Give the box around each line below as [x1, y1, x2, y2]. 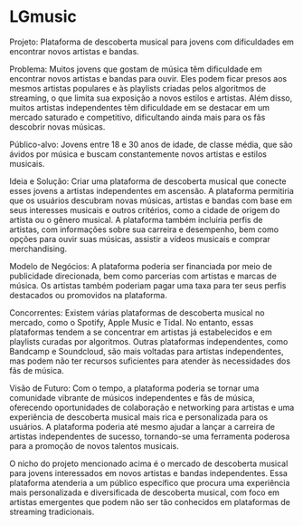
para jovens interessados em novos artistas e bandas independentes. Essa [9, 467, 288, 478]
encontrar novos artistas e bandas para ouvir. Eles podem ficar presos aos [9, 73, 288, 83]
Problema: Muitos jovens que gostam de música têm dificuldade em [9, 63, 262, 74]
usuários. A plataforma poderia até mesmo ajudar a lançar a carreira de [9, 421, 276, 432]
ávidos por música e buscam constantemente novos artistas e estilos [9, 148, 267, 160]
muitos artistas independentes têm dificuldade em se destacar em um [9, 102, 270, 112]
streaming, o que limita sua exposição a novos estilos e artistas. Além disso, [9, 93, 293, 103]
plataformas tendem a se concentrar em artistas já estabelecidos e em [9, 326, 273, 337]
